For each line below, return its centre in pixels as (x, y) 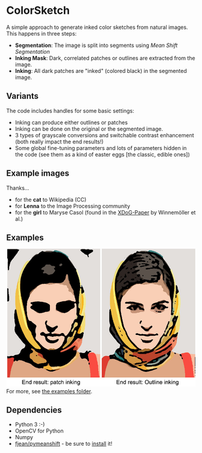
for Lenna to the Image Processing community (72, 206)
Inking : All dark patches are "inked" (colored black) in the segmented (101, 70)
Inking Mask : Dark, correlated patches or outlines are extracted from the (105, 58)
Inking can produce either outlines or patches (71, 122)
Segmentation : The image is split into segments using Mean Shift (96, 45)
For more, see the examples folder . (49, 391)
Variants (23, 96)
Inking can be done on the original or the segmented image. (89, 129)
